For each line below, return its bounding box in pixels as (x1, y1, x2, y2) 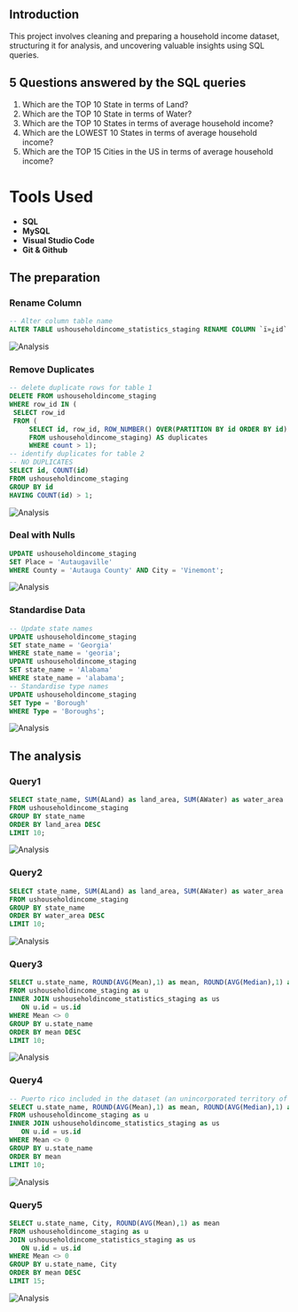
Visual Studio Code (21, 235, 95, 245)
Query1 (9, 775, 42, 787)
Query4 (9, 1074, 43, 1086)
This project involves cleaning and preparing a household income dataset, (9, 30, 280, 41)
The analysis (9, 748, 82, 763)
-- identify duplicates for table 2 (9, 449, 145, 458)
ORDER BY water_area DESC (9, 911, 105, 920)
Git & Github (21, 244, 68, 255)
